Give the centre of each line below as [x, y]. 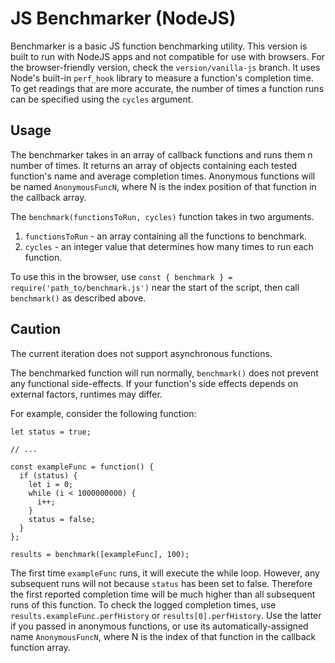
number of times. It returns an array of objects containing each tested [154, 165]
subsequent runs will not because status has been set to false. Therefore [161, 583]
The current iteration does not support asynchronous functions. [141, 353]
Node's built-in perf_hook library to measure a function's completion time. [162, 78]
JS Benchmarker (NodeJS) [123, 18]
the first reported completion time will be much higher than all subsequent [163, 594]
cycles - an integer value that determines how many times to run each [169, 246]
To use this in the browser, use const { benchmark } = [121, 276]
